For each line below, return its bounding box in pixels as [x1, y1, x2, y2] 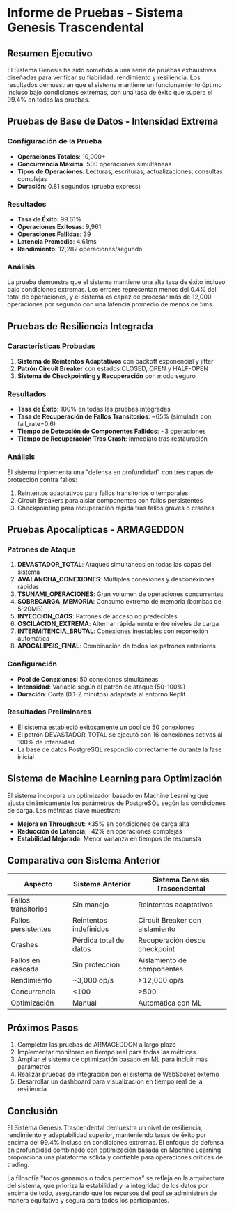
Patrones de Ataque [7, 545, 76, 554]
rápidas [17, 583, 40, 591]
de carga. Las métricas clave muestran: [7, 806, 120, 814]
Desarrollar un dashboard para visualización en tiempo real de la [17, 1077, 203, 1086]
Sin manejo [72, 900, 109, 909]
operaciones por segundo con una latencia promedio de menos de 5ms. [7, 300, 214, 308]
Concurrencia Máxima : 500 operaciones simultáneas [17, 159, 172, 168]
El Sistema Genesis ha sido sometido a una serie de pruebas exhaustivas [7, 66, 217, 74]
